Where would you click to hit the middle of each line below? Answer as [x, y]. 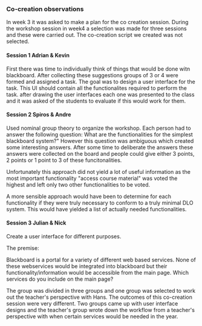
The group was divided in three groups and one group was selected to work [101, 290]
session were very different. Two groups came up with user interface [92, 303]
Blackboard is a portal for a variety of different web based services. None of [101, 260]
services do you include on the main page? [60, 279]
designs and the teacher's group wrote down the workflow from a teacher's [101, 310]
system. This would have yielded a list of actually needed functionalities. [96, 209]
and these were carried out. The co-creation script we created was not [95, 35]
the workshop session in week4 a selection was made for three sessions [97, 28]
